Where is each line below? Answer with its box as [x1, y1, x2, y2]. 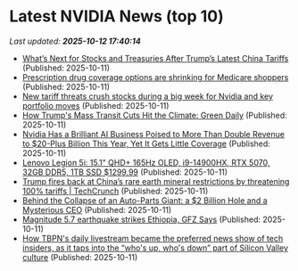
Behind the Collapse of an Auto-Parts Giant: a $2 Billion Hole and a [21, 194, 268, 206]
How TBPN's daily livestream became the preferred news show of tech [21, 233, 284, 243]
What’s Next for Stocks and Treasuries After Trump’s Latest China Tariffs [21, 53, 289, 63]
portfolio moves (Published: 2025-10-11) [21, 100, 170, 111]
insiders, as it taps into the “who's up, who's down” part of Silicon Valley [21, 242, 288, 253]
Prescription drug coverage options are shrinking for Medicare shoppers [21, 71, 289, 82]
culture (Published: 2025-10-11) [21, 251, 138, 262]
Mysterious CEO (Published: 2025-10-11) [21, 204, 172, 215]
